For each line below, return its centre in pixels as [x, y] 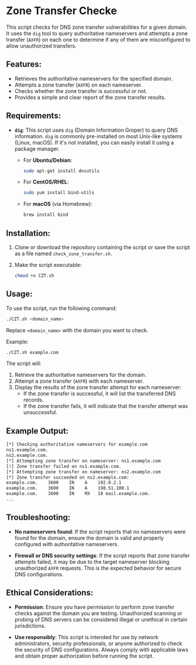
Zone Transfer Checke [61, 11]
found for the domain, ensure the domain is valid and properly [89, 538]
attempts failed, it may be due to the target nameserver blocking [92, 562]
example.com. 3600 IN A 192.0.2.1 [64, 483]
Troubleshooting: [38, 518]
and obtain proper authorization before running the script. [84, 656]
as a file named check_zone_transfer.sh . [63, 253]
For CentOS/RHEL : [46, 182]
